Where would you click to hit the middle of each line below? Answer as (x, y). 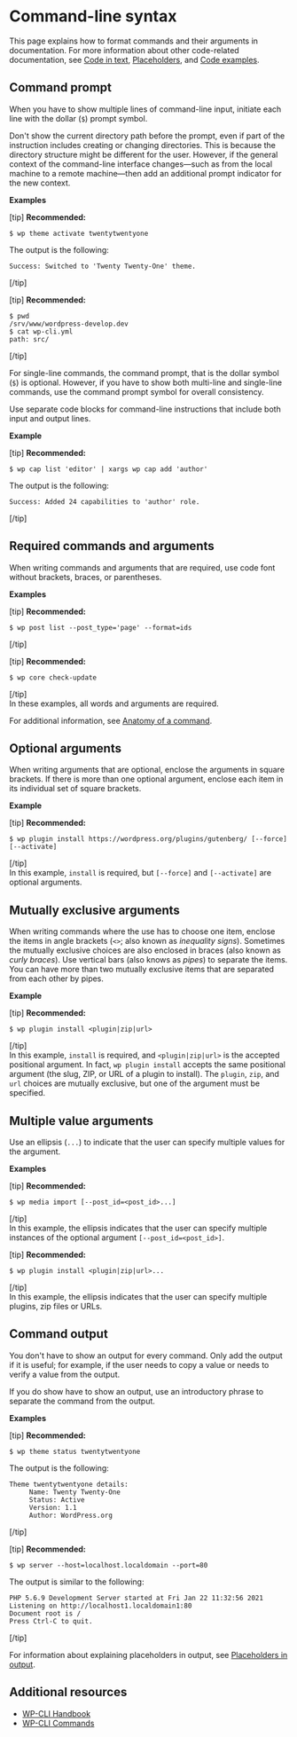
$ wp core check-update (53, 677)
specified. (27, 1093)
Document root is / (45, 1613)
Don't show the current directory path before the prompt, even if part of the (147, 136)
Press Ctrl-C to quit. (51, 1621)
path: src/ (29, 339)
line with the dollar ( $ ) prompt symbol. (78, 118)
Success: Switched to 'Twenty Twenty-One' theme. (103, 266)
